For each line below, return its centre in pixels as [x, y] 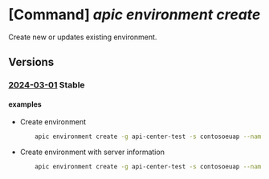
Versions [31, 62]
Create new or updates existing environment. [83, 37]
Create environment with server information [92, 152]
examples [25, 104]
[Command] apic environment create [134, 15]
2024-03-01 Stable [47, 85]
